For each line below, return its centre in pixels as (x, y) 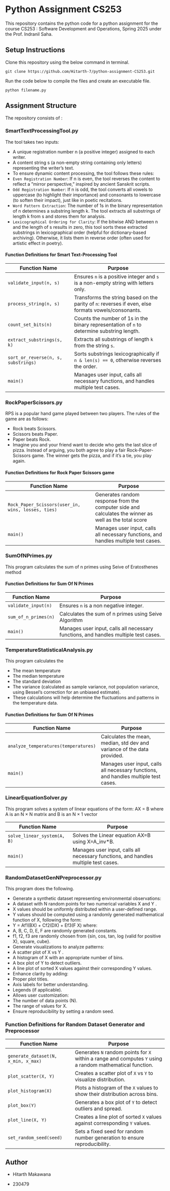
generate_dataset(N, (32, 1056)
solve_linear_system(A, (36, 836)
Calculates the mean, (126, 736)
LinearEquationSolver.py (36, 798)
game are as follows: (27, 419)
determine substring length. (107, 331)
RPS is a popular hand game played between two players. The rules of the (82, 414)
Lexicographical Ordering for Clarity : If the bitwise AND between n (85, 222)
